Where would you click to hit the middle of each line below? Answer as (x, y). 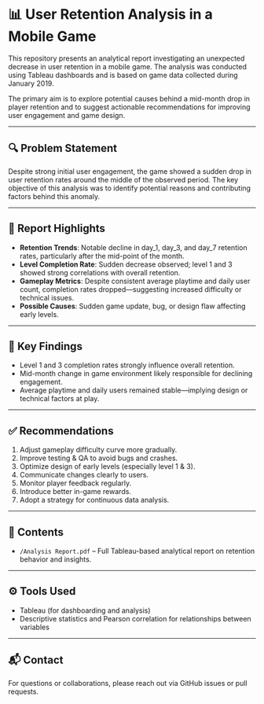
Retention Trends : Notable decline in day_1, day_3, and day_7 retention (133, 247)
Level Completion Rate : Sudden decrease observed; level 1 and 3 (126, 264)
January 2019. (31, 83)
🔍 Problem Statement (63, 148)
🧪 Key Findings (45, 346)
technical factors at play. (59, 399)
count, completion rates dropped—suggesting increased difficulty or (130, 289)
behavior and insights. (55, 559)
